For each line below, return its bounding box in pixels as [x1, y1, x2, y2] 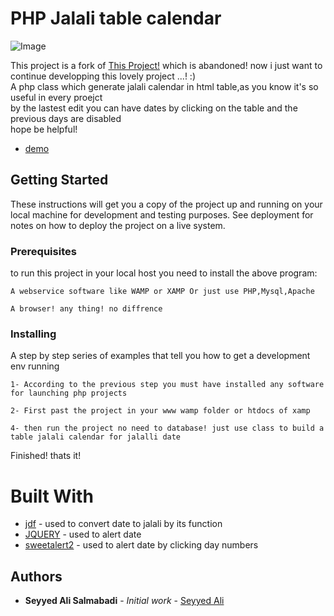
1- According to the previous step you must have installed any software [10, 380, 325, 390]
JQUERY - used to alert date [24, 528, 142, 541]
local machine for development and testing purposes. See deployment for [10, 208, 314, 221]
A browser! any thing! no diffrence [10, 304, 163, 314]
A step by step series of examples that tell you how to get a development [10, 350, 311, 362]
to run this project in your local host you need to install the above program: [10, 267, 318, 279]
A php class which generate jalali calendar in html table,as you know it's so [10, 80, 319, 92]
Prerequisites [10, 244, 77, 258]
